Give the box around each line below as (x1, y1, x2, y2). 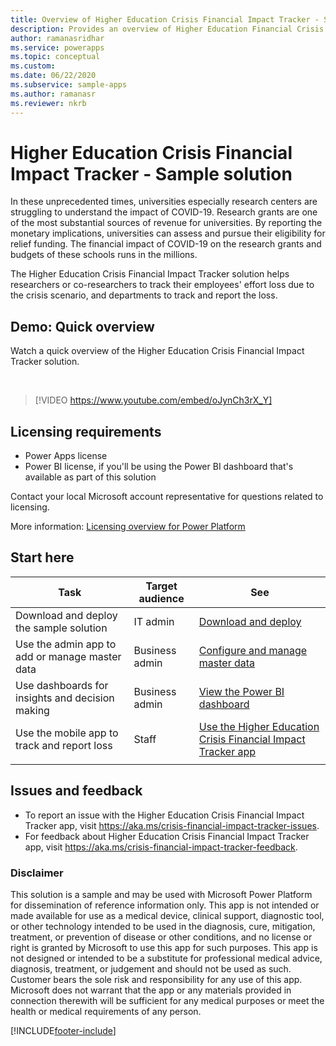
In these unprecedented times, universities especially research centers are (10, 196, 318, 208)
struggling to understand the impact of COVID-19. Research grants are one (10, 206, 318, 218)
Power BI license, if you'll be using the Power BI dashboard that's (24, 461, 294, 473)
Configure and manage (198, 643, 308, 657)
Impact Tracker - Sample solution (10, 162, 293, 185)
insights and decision (15, 691, 115, 705)
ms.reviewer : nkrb (10, 98, 87, 108)
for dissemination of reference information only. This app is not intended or (10, 899, 320, 911)
